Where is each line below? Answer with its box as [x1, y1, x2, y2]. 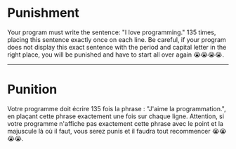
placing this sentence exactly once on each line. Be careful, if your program [7, 35, 226, 43]
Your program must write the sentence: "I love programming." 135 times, [7, 28, 216, 36]
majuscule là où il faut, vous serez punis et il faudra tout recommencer [7, 127, 211, 135]
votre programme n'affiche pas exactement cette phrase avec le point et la [7, 119, 223, 127]
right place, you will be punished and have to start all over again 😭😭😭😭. [7, 50, 225, 59]
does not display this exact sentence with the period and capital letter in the [7, 43, 227, 51]
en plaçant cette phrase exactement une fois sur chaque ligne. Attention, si [7, 112, 225, 120]
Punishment [7, 5, 79, 21]
